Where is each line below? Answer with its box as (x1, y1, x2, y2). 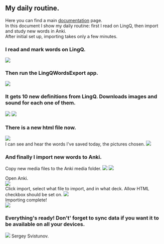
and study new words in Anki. (5, 28, 67, 34)
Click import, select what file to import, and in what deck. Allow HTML (5, 186, 149, 192)
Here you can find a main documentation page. (5, 17, 103, 23)
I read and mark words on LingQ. (5, 46, 86, 53)
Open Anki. (5, 175, 29, 181)
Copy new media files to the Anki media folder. (5, 166, 102, 172)
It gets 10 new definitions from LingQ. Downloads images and (5, 93, 157, 100)
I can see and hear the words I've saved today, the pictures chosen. (5, 141, 145, 147)
